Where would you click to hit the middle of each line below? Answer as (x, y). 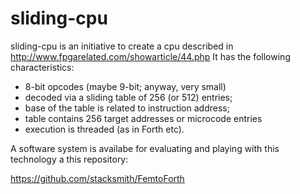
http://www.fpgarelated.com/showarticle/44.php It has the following (150, 56)
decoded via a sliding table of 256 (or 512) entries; (128, 97)
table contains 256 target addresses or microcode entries (143, 118)
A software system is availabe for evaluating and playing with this (145, 148)
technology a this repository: (69, 159)
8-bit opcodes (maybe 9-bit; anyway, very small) (125, 86)
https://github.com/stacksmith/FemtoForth (97, 178)
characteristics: (42, 67)
